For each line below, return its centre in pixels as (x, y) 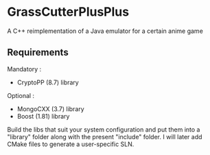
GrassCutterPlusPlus (68, 12)
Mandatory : (24, 69)
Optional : (21, 95)
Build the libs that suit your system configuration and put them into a (104, 129)
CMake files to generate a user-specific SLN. (71, 144)
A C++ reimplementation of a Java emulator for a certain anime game (105, 31)
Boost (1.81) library (43, 116)
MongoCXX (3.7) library (50, 109)
